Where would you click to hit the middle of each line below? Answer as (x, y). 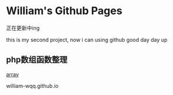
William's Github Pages (64, 11)
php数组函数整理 (37, 60)
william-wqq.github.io (32, 86)
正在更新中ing (23, 28)
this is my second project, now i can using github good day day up (87, 40)
